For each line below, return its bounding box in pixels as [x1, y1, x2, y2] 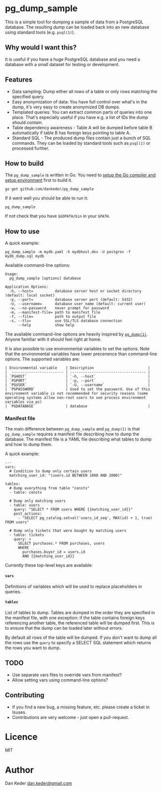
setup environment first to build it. [5, 177, 73, 183]
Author [5, 764, 34, 775]
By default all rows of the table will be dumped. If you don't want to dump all [5, 635, 157, 640]
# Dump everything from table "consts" [9, 486, 90, 491]
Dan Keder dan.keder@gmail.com [5, 780, 73, 786]
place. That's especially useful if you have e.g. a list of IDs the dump [12, 114, 148, 120]
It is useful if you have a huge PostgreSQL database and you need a [5, 56, 140, 62]
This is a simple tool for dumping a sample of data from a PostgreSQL [5, 19, 144, 25]
